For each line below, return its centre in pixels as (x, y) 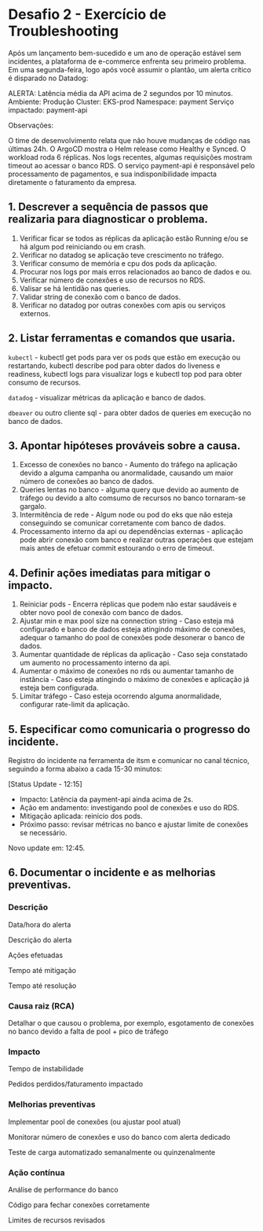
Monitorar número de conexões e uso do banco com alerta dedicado (119, 1137)
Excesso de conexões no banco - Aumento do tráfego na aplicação (128, 465)
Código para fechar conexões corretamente (79, 1204)
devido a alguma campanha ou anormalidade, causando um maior (126, 473)
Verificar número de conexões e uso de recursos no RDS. (112, 280)
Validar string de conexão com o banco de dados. (100, 297)
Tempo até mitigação (42, 970)
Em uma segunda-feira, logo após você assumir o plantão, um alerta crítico (130, 69)
